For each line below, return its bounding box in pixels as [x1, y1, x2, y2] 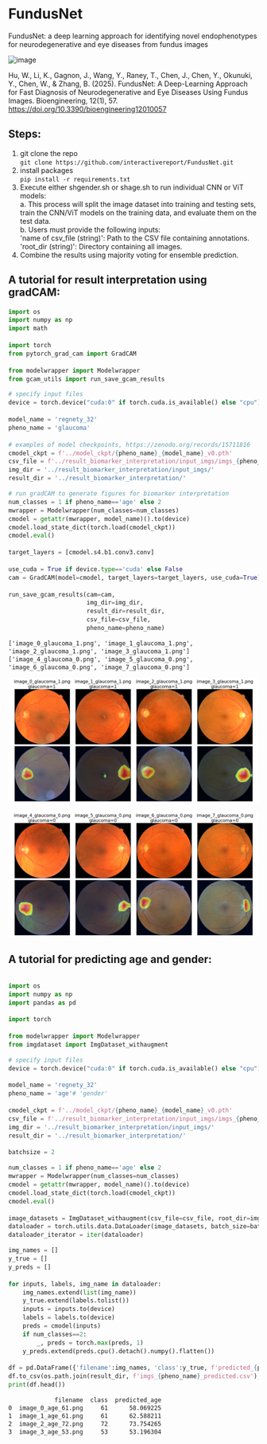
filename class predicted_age [54, 1396, 161, 1404]
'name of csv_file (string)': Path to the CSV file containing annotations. [19, 233, 250, 243]
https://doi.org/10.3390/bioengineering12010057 [8, 104, 167, 114]
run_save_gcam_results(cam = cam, [8, 590, 115, 598]
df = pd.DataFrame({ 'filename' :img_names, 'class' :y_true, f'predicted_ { [8, 1364, 258, 1372]
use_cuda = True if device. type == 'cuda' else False [8, 565, 183, 573]
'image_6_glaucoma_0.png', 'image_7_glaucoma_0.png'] [8, 663, 191, 671]
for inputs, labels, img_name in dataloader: [8, 1280, 161, 1288]
